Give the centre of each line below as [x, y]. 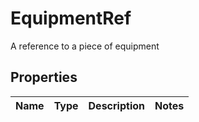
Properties [44, 77]
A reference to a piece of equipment [85, 46]
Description [116, 105]
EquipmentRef [71, 18]
